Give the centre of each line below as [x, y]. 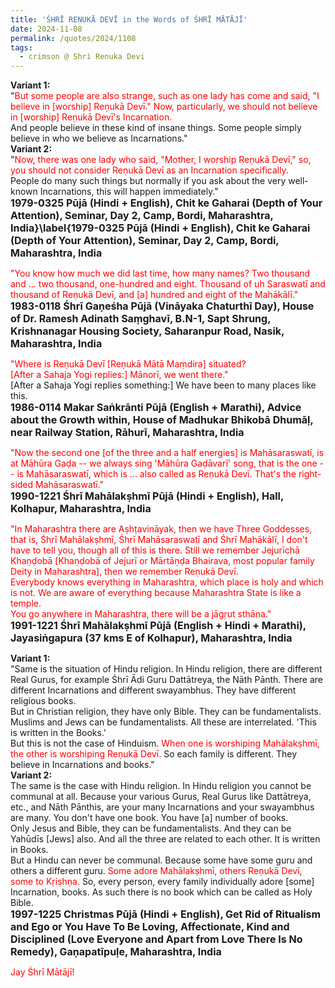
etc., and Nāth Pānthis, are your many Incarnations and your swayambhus [162, 807]
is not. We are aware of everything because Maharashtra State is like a [156, 593]
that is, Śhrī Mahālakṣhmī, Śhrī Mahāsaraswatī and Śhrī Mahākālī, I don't [159, 540]
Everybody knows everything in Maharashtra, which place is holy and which [167, 582]
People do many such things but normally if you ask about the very [148, 181]
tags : [21, 47]
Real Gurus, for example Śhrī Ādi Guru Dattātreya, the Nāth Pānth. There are [167, 680]
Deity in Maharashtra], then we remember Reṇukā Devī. [124, 572]
